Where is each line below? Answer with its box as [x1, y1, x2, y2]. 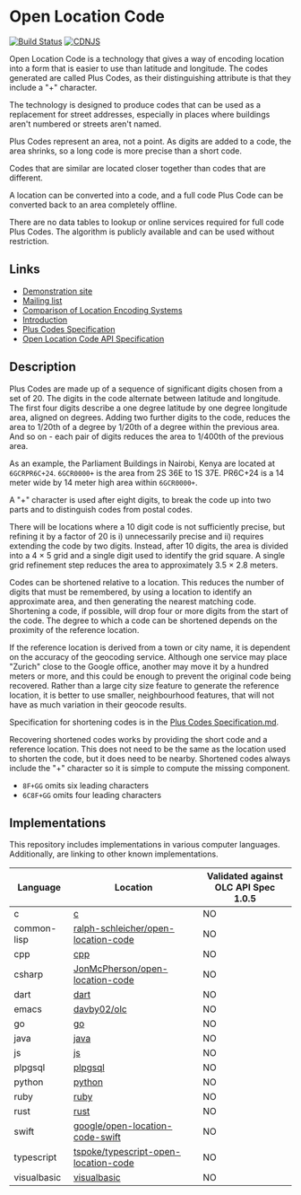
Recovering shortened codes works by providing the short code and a [9, 734, 268, 744]
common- [13, 922, 57, 935]
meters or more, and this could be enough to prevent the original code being [9, 671, 291, 681]
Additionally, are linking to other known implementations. [9, 848, 219, 859]
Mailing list [21, 294, 63, 306]
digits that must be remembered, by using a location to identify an [9, 586, 253, 597]
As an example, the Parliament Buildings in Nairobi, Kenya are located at [9, 458, 276, 469]
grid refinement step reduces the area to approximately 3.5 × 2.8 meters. [9, 559, 279, 570]
